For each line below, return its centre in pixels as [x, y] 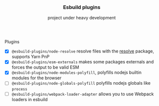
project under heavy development [82, 18]
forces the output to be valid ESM [45, 67]
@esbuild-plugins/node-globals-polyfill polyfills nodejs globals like [81, 83]
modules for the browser [36, 78]
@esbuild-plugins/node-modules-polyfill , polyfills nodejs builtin [77, 72]
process [19, 89]
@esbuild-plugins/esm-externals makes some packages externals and [83, 62]
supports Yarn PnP [31, 57]
